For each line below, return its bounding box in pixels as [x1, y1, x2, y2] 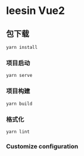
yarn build [6, 101, 33, 107]
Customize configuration [6, 142, 79, 150]
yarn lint [6, 129, 30, 134]
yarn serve [6, 73, 33, 79]
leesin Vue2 [6, 4, 65, 17]
